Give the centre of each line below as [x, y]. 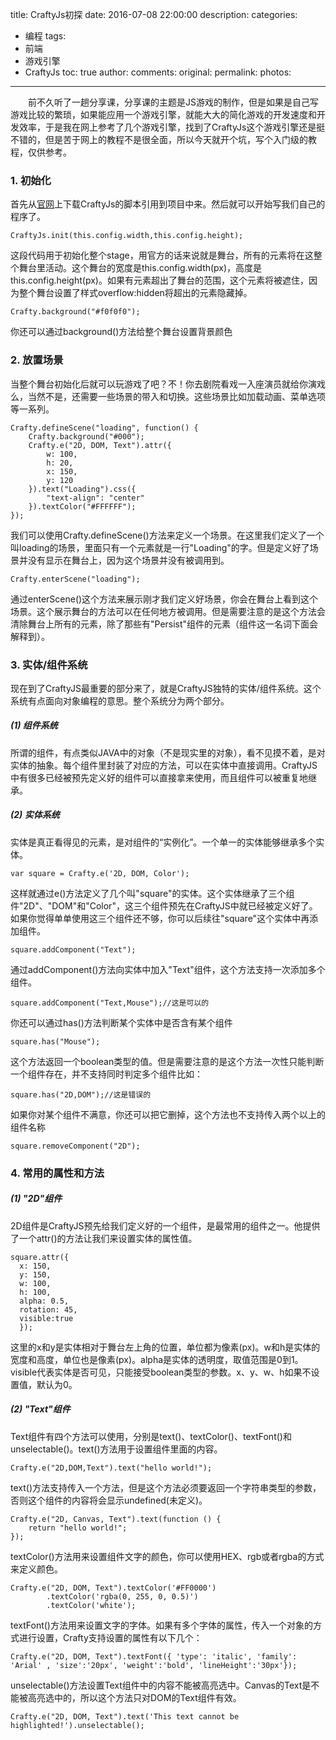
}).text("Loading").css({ [82, 489]
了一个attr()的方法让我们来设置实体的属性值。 [104, 1238]
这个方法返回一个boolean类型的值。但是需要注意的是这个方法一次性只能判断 [167, 1061]
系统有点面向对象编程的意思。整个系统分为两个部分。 [120, 700]
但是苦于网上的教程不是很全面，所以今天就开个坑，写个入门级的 [176, 139]
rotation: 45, [48, 1309]
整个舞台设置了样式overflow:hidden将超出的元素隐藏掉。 [135, 293]
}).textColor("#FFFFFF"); [82, 506]
